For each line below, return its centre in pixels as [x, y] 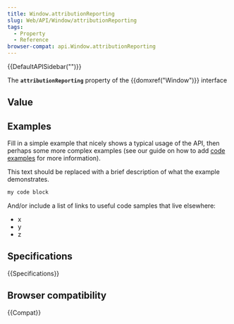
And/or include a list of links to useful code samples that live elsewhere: [112, 206]
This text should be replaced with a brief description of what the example [113, 172]
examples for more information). [54, 158]
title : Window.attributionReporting [61, 14]
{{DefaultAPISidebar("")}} [44, 67]
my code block [28, 192]
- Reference [31, 40]
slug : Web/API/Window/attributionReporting [72, 20]
